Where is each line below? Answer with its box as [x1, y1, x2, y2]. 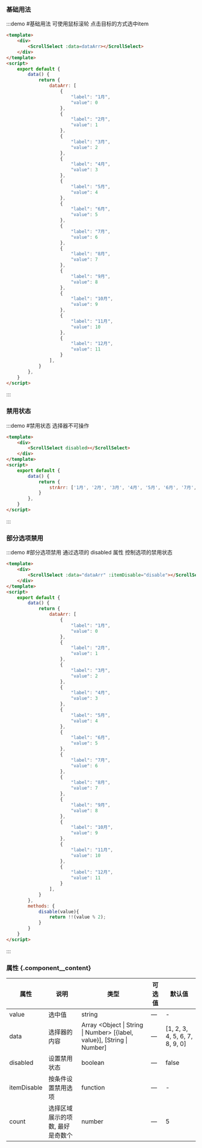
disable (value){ [38, 909, 79, 915]
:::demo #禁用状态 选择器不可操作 [6, 422, 90, 429]
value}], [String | [81, 1036, 128, 1044]
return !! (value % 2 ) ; [49, 914, 106, 921]
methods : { [28, 903, 55, 909]
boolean [81, 1059, 105, 1067]
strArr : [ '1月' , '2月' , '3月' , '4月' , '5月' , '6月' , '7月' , [49, 484, 197, 490]
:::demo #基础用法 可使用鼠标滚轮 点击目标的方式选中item [6, 20, 149, 28]
